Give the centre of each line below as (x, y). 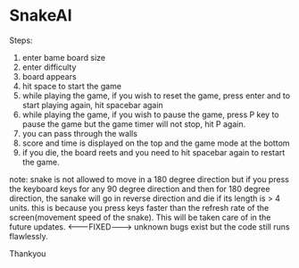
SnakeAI (41, 16)
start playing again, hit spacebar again (92, 105)
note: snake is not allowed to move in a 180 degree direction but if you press (149, 179)
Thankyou (28, 253)
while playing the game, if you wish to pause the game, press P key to (150, 114)
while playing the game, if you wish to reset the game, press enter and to (156, 96)
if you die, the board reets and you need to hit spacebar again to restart (154, 152)
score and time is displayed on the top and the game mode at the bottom (156, 143)
